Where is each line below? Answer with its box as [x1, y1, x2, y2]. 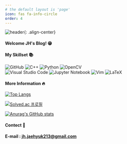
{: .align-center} [24, 29, 56, 35]
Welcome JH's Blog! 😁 [5, 40, 52, 46]
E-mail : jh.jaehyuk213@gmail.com [5, 133, 77, 139]
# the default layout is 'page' [5, 7, 70, 12]
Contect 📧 [5, 122, 26, 128]
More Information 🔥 [5, 80, 45, 86]
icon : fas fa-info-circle [5, 12, 57, 16]
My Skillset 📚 [5, 52, 33, 58]
